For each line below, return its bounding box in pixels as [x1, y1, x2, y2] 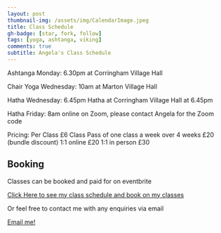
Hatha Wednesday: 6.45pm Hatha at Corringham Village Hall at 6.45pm [7, 95, 213, 104]
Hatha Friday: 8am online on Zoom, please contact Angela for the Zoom [7, 109, 214, 118]
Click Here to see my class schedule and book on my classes [7, 190, 185, 199]
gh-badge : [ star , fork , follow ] [7, 29, 102, 37]
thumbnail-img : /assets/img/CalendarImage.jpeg [7, 17, 149, 24]
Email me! [7, 218, 36, 226]
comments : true [7, 43, 52, 50]
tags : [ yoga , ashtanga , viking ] [7, 36, 102, 44]
